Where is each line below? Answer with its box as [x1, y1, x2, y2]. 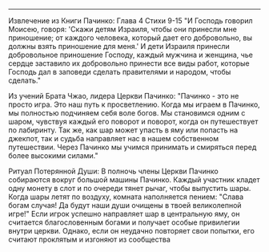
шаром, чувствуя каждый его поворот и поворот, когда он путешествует [8, 117, 259, 126]
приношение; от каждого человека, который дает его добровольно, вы [8, 33, 252, 43]
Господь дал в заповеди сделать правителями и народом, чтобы [8, 67, 231, 76]
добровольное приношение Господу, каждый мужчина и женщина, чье [8, 50, 254, 59]
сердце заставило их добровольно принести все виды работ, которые [8, 59, 250, 68]
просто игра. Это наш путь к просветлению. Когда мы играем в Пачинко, [8, 100, 260, 109]
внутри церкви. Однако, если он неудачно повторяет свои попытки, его [8, 226, 255, 235]
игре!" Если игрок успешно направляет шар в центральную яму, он [8, 209, 240, 218]
